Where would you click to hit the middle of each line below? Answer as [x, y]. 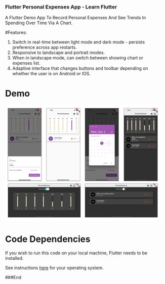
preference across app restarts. [44, 47]
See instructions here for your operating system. [54, 268]
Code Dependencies [48, 239]
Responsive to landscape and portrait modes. [59, 52]
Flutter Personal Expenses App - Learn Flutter [61, 7]
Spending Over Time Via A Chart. [39, 23]
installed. [14, 258]
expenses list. [26, 63]
